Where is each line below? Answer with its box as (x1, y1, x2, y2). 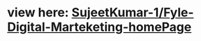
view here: (7, 5, 69, 20)
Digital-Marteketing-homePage (7, 19, 192, 35)
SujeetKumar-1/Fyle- (71, 5, 194, 20)
